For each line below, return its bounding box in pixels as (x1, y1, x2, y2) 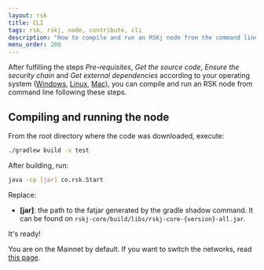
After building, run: (8, 161, 69, 170)
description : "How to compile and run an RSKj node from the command (8, 33, 241, 42)
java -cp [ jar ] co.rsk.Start (8, 176, 104, 183)
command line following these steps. (8, 87, 127, 97)
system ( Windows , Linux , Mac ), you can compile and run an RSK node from (8, 80, 253, 89)
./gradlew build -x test (8, 146, 90, 154)
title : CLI (8, 19, 44, 27)
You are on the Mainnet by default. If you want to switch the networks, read (8, 244, 252, 253)
